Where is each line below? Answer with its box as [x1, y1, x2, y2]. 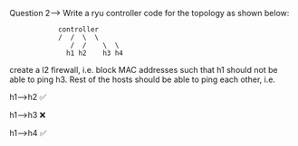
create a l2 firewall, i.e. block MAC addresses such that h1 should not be [9, 65, 278, 75]
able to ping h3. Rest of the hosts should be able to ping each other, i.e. [9, 74, 276, 85]
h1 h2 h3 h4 [66, 49, 124, 58]
